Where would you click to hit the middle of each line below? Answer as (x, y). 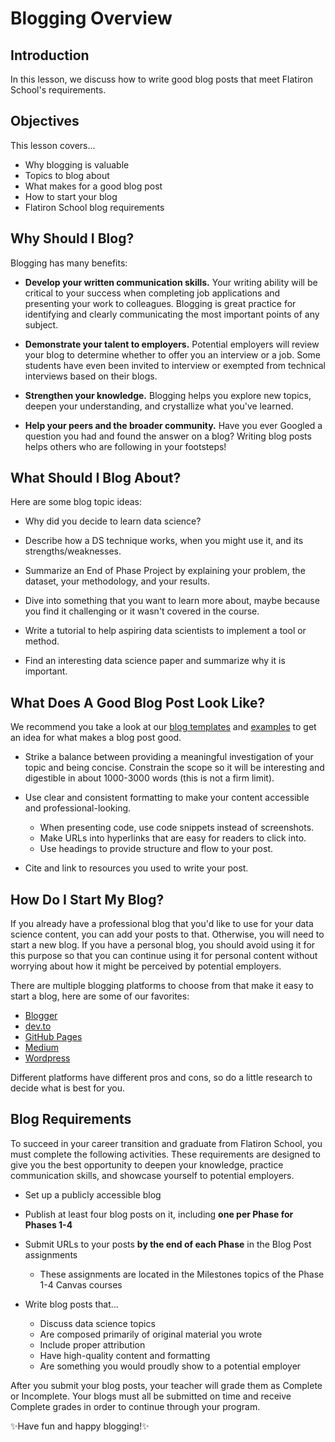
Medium (42, 1048)
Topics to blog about (67, 175)
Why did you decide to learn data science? (113, 521)
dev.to (38, 1026)
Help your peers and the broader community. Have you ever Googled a (173, 425)
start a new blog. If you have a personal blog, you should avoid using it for (163, 945)
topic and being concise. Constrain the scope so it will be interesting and (174, 768)
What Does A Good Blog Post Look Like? (138, 702)
